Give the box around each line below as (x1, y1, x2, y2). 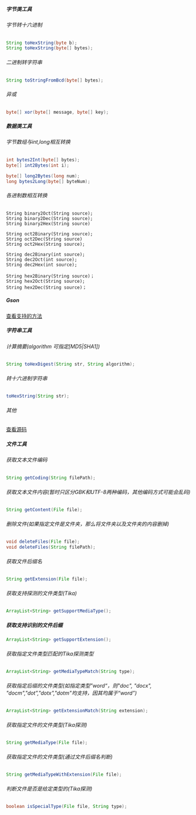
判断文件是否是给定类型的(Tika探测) (6, 785, 93, 792)
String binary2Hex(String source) (6, 221, 91, 226)
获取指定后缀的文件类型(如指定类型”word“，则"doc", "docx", (6, 682, 152, 689)
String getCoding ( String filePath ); (6, 475, 96, 481)
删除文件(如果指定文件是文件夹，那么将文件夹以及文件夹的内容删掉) (6, 520, 170, 527)
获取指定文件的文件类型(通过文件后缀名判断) (6, 753, 113, 760)
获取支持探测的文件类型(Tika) (6, 590, 77, 597)
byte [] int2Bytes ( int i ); (6, 162, 69, 168)
